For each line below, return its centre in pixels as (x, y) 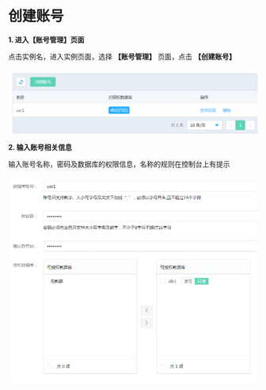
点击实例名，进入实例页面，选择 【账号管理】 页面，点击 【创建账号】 (122, 56)
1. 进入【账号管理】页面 (46, 40)
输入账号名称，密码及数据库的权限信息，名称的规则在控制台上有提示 (119, 164)
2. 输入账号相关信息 (40, 147)
